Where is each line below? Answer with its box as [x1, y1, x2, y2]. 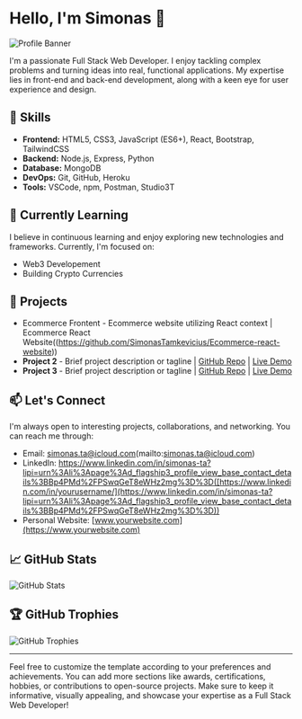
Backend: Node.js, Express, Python [22, 153, 155, 164]
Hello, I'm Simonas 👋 [9, 8, 166, 29]
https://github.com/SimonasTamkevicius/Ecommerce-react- [58, 337, 280, 348]
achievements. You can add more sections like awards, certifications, [9, 670, 266, 681]
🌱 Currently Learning [9, 208, 129, 223]
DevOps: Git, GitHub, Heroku [22, 172, 130, 182]
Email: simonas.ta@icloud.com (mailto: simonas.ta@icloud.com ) [22, 448, 255, 459]
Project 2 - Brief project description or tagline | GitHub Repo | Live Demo [22, 356, 292, 367]
